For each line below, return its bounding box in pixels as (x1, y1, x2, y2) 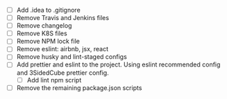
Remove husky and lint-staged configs (16, 53, 128, 61)
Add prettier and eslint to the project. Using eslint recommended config (16, 60, 221, 69)
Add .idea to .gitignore (16, 6, 81, 14)
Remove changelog (16, 21, 72, 30)
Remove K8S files (16, 29, 67, 37)
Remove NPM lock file (16, 37, 81, 46)
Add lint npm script (26, 75, 82, 84)
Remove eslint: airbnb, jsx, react (16, 45, 109, 53)
